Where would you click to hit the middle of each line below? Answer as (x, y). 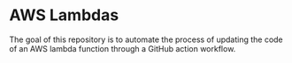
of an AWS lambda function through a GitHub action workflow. (123, 48)
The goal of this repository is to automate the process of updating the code (146, 39)
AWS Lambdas (64, 15)
